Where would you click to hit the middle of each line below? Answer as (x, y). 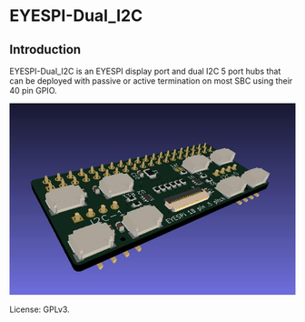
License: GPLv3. (39, 309)
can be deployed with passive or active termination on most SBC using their (151, 81)
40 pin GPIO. (33, 91)
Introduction (45, 50)
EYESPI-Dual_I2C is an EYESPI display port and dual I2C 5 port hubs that (145, 71)
